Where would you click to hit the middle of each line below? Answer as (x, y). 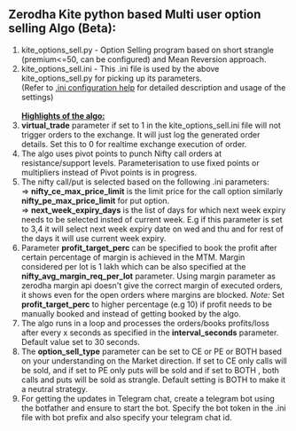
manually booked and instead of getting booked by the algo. (131, 313)
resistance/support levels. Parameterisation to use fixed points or (140, 162)
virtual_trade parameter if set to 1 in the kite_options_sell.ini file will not (151, 125)
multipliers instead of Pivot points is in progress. (109, 172)
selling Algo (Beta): (62, 29)
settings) (37, 97)
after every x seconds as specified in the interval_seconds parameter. (150, 333)
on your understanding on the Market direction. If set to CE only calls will (154, 360)
